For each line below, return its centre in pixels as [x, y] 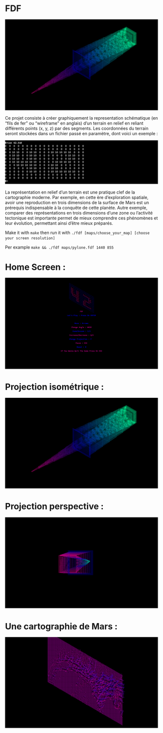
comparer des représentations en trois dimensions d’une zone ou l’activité [79, 213]
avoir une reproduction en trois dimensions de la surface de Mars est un [77, 203]
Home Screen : [35, 267]
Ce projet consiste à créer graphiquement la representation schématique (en [81, 118]
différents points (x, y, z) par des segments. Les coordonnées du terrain [77, 128]
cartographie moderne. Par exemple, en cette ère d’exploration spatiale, [77, 197]
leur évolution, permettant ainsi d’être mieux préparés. [59, 223]
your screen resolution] [30, 238]
